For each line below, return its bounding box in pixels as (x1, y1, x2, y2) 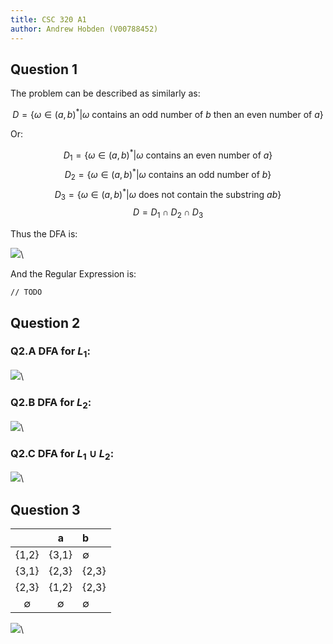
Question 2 (10, 314, 81, 331)
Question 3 (10, 501, 81, 518)
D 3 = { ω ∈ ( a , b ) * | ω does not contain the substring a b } (54, 186, 282, 203)
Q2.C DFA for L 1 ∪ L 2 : (10, 446, 115, 462)
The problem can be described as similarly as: (10, 87, 201, 100)
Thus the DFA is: (10, 228, 78, 240)
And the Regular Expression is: (10, 268, 137, 280)
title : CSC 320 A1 (10, 14, 87, 25)
